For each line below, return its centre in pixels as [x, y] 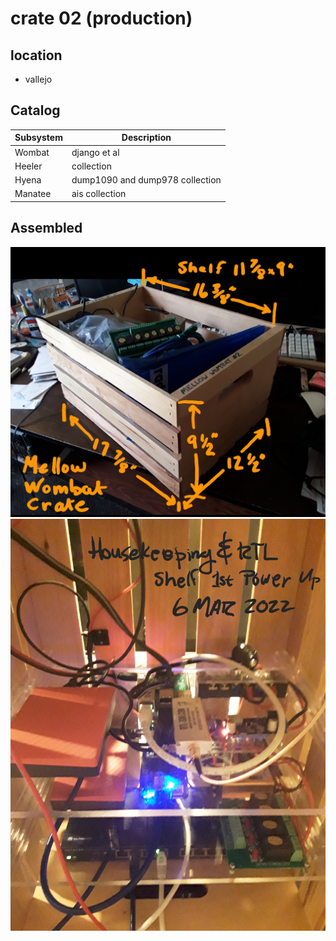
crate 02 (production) [101, 18]
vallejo [38, 79]
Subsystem [38, 138]
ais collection [99, 194]
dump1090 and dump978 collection [146, 180]
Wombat [32, 152]
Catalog [35, 110]
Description [146, 138]
